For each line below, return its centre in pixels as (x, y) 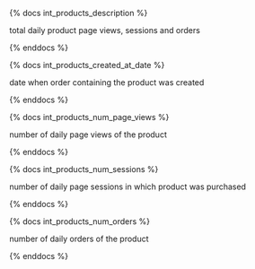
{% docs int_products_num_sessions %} (84, 169)
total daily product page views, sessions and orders (105, 30)
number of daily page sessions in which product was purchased (128, 187)
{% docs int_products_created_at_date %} (87, 65)
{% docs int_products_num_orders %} (80, 221)
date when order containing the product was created (107, 82)
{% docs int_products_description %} (79, 13)
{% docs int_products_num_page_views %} (89, 117)
